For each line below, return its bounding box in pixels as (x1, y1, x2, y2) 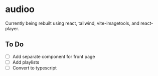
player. (5, 25, 19, 31)
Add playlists (12, 59, 40, 65)
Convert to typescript (12, 64, 57, 71)
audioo (5, 4, 35, 15)
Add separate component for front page (12, 53, 95, 59)
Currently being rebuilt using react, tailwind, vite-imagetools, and (5, 20, 139, 26)
